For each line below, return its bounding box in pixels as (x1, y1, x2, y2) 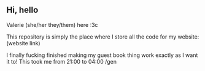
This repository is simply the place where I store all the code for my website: (6, 33, 199, 40)
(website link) (6, 39, 41, 47)
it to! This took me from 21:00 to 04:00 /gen (6, 58, 117, 65)
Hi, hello (6, 5, 39, 15)
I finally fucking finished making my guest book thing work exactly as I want (6, 51, 198, 59)
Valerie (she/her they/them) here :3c (6, 21, 98, 28)
